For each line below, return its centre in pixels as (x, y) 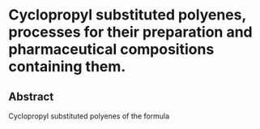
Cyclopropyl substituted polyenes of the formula (89, 116)
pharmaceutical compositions (111, 49)
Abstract (31, 96)
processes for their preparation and (130, 32)
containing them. (67, 67)
